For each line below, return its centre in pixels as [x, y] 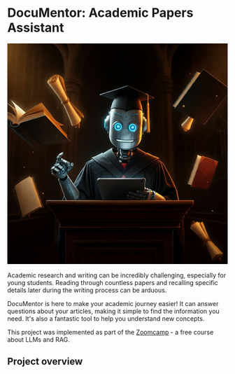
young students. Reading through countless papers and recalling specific [113, 282]
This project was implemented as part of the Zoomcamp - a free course [111, 332]
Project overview [45, 362]
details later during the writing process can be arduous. [87, 290]
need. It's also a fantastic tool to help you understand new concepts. [106, 318]
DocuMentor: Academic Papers [100, 13]
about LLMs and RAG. [38, 339]
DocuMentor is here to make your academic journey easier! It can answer [113, 303]
